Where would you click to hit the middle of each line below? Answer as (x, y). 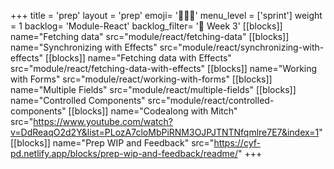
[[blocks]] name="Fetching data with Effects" (138, 58)
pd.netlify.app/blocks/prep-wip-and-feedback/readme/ (124, 153)
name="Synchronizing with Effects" (84, 47)
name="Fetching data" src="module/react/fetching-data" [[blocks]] (150, 36)
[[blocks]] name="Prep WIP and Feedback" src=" (112, 143)
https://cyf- (237, 143)
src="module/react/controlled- (211, 100)
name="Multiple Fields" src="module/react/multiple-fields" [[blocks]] (153, 89)
